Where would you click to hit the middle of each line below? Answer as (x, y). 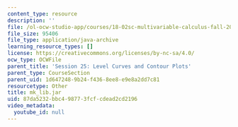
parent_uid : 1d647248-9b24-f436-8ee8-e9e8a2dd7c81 (84, 79)
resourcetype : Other (38, 86)
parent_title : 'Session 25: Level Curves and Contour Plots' (100, 66)
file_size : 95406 (33, 34)
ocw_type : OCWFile (34, 60)
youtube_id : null (39, 112)
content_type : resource (42, 14)
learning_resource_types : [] (50, 47)
